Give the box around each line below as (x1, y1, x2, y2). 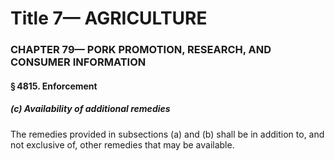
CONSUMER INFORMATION (10, 55, 147, 69)
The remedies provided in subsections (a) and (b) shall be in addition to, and (10, 128, 325, 140)
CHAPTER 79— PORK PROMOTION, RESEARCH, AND (10, 43, 272, 57)
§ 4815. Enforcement (10, 80, 98, 92)
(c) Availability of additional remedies (10, 103, 171, 115)
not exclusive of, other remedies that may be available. (10, 138, 235, 151)
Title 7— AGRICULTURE (10, 7, 208, 30)
